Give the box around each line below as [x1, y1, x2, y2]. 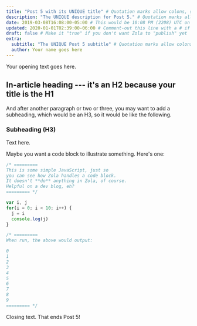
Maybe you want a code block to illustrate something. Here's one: [6, 150, 165, 157]
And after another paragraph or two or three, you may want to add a [6, 105, 171, 112]
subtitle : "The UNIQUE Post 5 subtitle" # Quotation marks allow [11, 42, 175, 48]
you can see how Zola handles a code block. [6, 173, 117, 179]
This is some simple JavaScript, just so [6, 167, 109, 173]
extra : [6, 36, 22, 42]
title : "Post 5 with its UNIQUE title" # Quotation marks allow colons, [6, 8, 188, 15]
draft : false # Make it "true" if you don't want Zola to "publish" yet [6, 31, 188, 36]
